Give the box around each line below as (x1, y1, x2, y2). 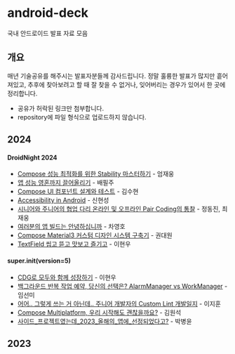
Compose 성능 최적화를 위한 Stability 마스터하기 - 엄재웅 (17, 170, 175, 178)
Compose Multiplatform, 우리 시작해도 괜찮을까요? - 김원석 (17, 308, 182, 317)
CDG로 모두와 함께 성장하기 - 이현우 (17, 273, 117, 282)
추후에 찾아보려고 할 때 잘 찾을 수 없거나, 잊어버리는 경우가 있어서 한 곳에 (27, 80, 226, 88)
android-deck (7, 5, 89, 21)
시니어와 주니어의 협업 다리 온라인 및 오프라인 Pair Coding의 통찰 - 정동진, (17, 205, 221, 214)
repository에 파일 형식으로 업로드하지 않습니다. (17, 112, 147, 121)
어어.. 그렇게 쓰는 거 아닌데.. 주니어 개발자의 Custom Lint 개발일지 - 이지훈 (17, 299, 221, 308)
